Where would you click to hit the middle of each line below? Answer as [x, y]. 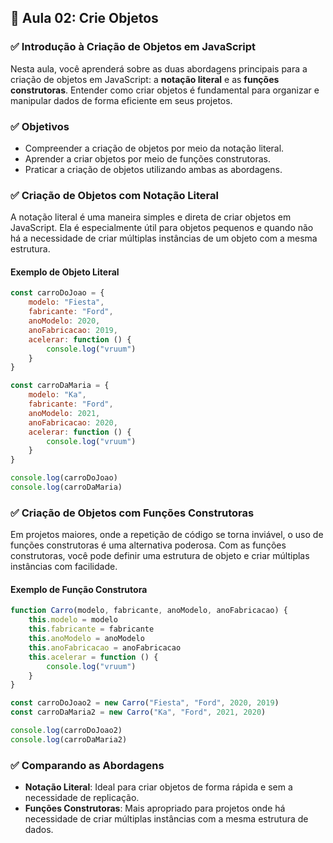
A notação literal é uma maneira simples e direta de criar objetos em [151, 217]
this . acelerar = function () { [93, 657]
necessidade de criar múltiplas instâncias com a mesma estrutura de [166, 819]
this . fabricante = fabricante [91, 629]
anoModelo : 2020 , [64, 321]
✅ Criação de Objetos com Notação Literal [114, 195]
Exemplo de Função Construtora [79, 589]
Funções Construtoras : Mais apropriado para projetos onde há [155, 808]
